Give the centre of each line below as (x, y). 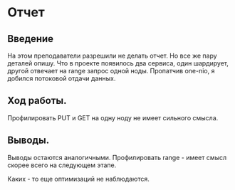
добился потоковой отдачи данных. (62, 78)
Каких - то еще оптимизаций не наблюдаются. (78, 179)
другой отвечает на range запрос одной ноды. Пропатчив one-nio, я (111, 71)
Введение (31, 39)
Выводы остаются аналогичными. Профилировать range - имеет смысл (117, 157)
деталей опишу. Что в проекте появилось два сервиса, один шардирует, (118, 63)
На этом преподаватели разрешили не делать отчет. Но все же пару (112, 56)
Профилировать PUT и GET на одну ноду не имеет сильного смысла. (113, 117)
